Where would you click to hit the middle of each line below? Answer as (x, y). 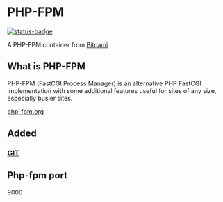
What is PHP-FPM (46, 67)
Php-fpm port (38, 175)
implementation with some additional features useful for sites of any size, (112, 90)
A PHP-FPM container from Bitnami (58, 44)
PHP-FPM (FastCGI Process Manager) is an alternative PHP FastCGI (104, 83)
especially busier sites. (40, 98)
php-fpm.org (25, 111)
